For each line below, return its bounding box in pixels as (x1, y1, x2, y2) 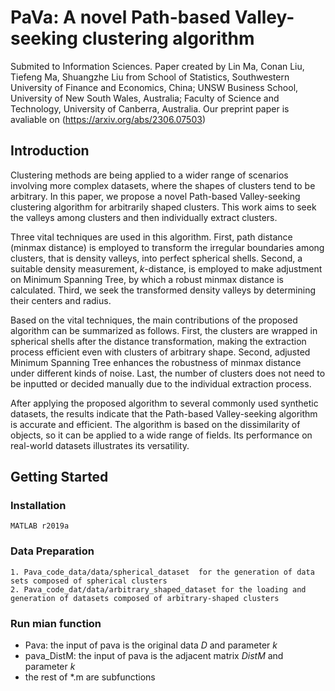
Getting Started (10, 469, 109, 486)
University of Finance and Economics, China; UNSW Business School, (10, 81, 299, 93)
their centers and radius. (10, 294, 112, 306)
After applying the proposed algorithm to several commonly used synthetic (10, 397, 319, 409)
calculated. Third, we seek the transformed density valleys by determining (10, 284, 316, 296)
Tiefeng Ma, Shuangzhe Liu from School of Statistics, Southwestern (10, 71, 290, 83)
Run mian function (10, 616, 102, 630)
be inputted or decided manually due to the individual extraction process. (10, 377, 312, 390)
